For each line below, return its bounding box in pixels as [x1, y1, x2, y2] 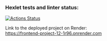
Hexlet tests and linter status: [5, 4, 79, 11]
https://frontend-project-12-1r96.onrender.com [5, 30, 102, 36]
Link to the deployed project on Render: [5, 25, 87, 31]
